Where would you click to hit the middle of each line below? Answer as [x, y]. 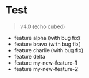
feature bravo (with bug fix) [47, 44]
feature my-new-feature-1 [45, 63]
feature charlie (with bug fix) [49, 50]
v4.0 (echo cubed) [42, 26]
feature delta [29, 56]
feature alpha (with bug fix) [47, 38]
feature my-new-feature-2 [46, 69]
